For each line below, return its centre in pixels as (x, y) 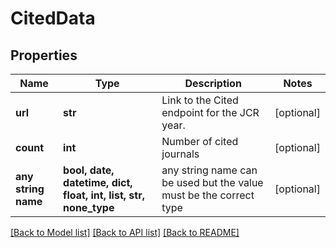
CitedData (53, 18)
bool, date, (89, 170)
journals (180, 154)
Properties (44, 55)
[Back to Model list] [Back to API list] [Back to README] (125, 232)
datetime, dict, (98, 182)
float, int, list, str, (104, 195)
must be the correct (208, 195)
